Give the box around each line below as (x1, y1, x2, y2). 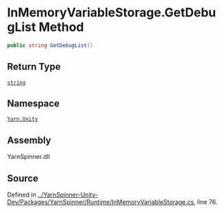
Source (7, 173, 39, 184)
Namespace (7, 98, 60, 110)
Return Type (7, 61, 61, 73)
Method (38, 19, 84, 35)
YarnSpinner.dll (7, 153, 50, 161)
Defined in (7, 190, 36, 199)
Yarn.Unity (7, 116, 38, 123)
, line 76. (193, 198, 218, 206)
